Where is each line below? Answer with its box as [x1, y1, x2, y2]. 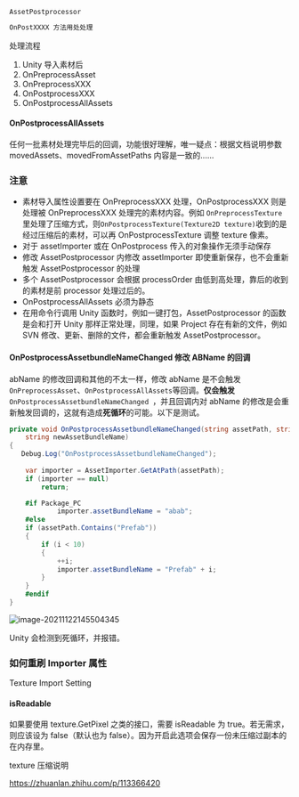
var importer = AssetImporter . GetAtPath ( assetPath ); [25, 466, 225, 475]
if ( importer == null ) [25, 474, 109, 484]
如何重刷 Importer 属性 [9, 656, 107, 669]
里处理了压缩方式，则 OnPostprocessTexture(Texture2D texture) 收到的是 [21, 218, 287, 230]
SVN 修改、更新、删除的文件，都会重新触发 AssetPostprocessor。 [21, 329, 265, 341]
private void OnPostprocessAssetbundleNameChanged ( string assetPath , [9, 425, 273, 434]
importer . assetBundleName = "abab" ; [56, 507, 193, 516]
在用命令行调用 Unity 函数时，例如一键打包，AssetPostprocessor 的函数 [21, 307, 287, 319]
